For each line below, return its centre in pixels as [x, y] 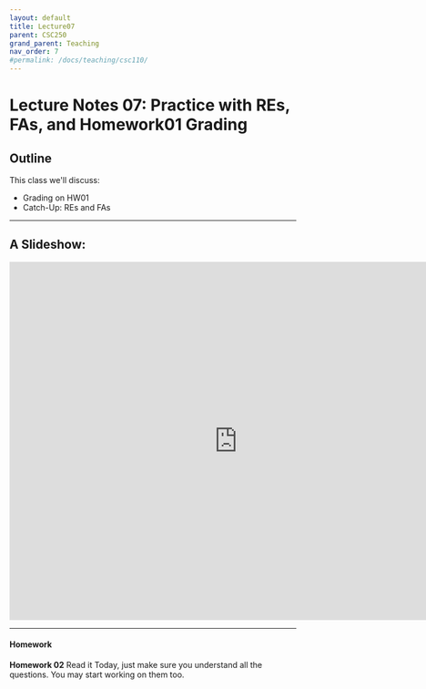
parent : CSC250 [38, 35]
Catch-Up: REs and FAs [66, 207]
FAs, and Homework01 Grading [129, 125]
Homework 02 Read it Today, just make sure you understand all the [136, 665]
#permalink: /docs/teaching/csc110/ [79, 60]
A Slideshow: [48, 245]
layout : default [40, 18]
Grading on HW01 [56, 198]
